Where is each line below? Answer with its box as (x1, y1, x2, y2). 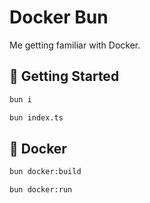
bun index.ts (9, 112, 64, 123)
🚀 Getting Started (9, 68, 120, 85)
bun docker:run (9, 185, 73, 195)
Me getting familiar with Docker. (9, 39, 141, 51)
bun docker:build (9, 167, 82, 177)
